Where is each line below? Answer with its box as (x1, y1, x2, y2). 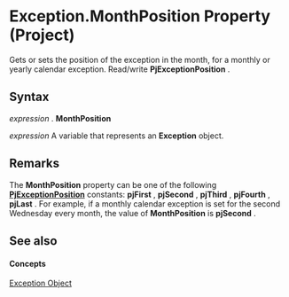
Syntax (9, 90, 50, 105)
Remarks (9, 156, 60, 171)
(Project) (9, 25, 75, 45)
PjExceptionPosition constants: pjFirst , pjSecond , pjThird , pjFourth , (9, 189, 270, 199)
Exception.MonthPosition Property (9, 6, 271, 27)
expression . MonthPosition (9, 113, 112, 123)
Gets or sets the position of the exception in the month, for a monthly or (9, 54, 270, 65)
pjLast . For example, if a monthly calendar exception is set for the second (9, 198, 281, 209)
